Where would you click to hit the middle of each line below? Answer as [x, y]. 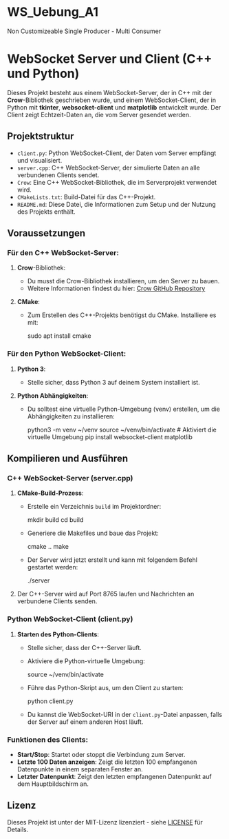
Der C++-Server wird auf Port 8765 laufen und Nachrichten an [106, 594]
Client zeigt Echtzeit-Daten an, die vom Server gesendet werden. [99, 114]
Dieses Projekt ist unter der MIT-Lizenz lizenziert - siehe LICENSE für [105, 822]
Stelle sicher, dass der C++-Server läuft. [85, 647]
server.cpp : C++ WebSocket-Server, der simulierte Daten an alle [109, 168]
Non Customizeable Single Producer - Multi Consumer [84, 31]
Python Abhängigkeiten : [53, 395]
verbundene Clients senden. [57, 601]
